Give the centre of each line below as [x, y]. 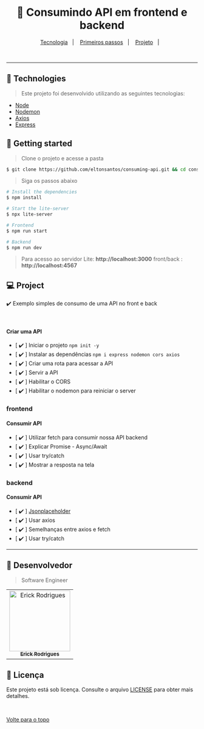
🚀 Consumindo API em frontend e [102, 12]
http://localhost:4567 [49, 265]
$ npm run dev [24, 248]
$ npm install [24, 198]
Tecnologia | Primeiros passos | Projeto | [100, 42]
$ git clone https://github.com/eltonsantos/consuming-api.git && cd [96, 169]
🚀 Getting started [39, 144]
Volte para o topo [28, 720]
